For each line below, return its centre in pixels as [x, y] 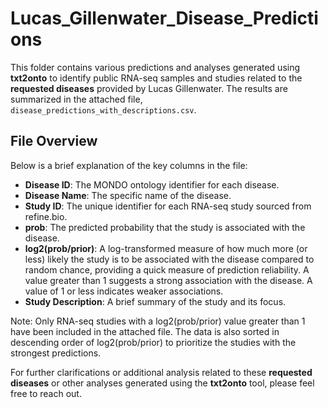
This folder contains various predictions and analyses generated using [155, 67]
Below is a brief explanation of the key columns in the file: [129, 165]
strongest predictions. [56, 353]
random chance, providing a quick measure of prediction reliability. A [167, 269]
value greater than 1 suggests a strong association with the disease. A [168, 280]
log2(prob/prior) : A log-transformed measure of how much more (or [166, 248]
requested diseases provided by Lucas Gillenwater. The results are [149, 88]
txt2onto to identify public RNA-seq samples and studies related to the [156, 78]
